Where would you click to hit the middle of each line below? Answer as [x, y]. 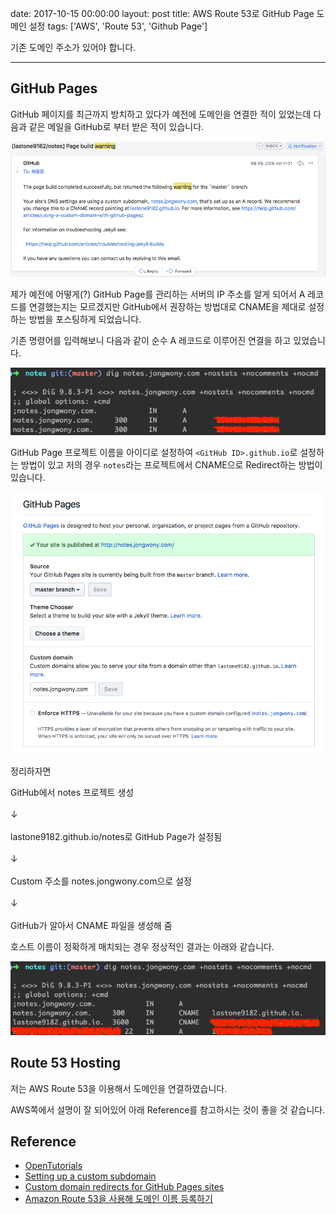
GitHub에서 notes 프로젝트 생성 [72, 792]
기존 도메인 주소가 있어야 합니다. [73, 47]
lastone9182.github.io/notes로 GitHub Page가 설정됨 [116, 836]
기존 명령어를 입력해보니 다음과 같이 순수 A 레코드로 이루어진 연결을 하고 [151, 340]
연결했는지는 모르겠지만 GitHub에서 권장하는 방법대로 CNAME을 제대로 [167, 306]
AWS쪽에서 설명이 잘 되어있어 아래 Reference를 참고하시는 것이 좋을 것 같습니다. [168, 1109]
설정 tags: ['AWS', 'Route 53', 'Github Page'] [118, 26]
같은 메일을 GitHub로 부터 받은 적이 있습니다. [116, 126]
